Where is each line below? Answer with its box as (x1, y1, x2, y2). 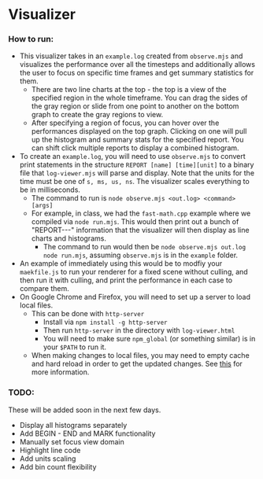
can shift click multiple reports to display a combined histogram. (31, 143, 239, 153)
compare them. (19, 284, 69, 293)
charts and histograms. (31, 234, 106, 243)
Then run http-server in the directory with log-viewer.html (43, 326, 235, 335)
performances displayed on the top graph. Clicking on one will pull (31, 127, 247, 136)
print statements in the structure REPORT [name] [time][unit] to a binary (19, 160, 254, 170)
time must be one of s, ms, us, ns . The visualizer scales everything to (19, 177, 250, 186)
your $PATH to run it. (43, 342, 107, 352)
